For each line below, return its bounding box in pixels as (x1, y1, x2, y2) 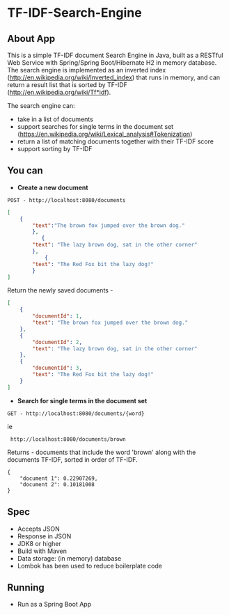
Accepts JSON (17, 524, 61, 533)
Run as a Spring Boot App (17, 600, 92, 609)
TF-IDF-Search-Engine (7, 5, 142, 21)
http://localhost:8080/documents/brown (10, 435, 127, 443)
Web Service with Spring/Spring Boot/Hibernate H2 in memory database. (7, 59, 217, 67)
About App (7, 33, 56, 45)
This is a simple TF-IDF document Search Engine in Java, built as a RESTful (7, 51, 223, 59)
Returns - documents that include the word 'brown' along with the (7, 448, 196, 456)
